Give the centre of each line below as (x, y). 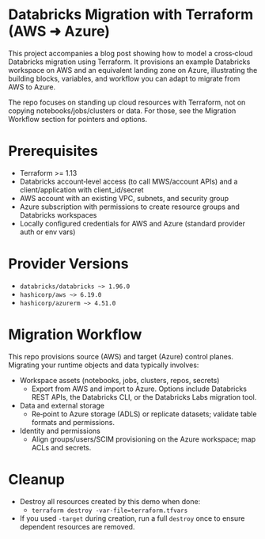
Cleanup (37, 479)
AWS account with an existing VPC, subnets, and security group (124, 198)
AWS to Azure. (32, 87)
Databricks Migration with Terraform (131, 15)
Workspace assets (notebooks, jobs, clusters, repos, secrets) (119, 380)
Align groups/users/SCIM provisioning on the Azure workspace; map (143, 439)
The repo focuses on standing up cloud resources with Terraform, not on (127, 102)
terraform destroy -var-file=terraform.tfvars (110, 511)
